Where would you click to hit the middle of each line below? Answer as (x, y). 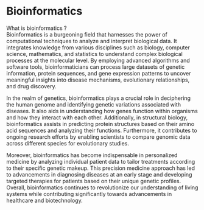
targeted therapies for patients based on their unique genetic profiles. (94, 181)
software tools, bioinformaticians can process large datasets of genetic (96, 67)
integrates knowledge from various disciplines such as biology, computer (98, 47)
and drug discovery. (31, 86)
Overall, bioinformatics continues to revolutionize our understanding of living (102, 187)
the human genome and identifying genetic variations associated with (94, 104)
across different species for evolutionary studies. (68, 143)
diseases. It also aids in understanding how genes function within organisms (102, 111)
